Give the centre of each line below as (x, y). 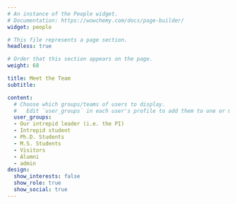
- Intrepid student (42, 131)
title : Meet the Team (39, 78)
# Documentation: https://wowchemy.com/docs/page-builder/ (96, 20)
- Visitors (30, 150)
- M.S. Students (37, 143)
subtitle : (22, 85)
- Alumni (26, 157)
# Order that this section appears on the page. (80, 59)
